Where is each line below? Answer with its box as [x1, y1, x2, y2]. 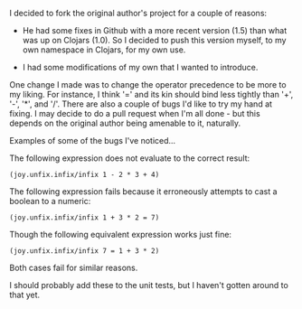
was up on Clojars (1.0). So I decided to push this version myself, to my [22, 35, 287, 45]
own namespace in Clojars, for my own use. [22, 44, 186, 55]
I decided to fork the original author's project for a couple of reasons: [9, 8, 268, 18]
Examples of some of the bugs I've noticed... [9, 136, 176, 145]
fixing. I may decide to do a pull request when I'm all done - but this [9, 108, 260, 118]
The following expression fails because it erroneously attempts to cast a [9, 186, 278, 197]
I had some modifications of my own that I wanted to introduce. [22, 62, 259, 72]
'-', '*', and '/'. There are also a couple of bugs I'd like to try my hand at [9, 98, 273, 109]
